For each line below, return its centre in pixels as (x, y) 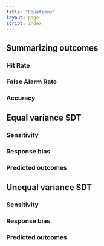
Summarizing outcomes (52, 48)
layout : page (23, 18)
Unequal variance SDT (49, 187)
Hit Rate (18, 65)
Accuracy (21, 98)
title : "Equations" (31, 12)
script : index (24, 23)
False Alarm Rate (32, 82)
